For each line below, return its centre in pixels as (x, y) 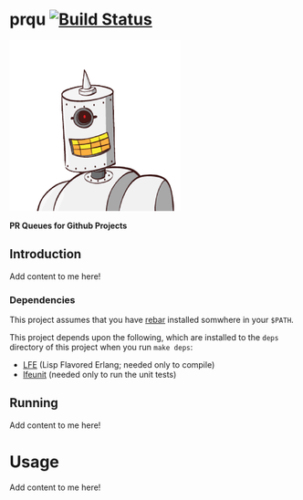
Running (34, 403)
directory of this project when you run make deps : (101, 348)
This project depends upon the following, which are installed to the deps (144, 338)
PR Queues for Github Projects (68, 225)
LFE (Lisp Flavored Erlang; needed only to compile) (119, 365)
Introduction (46, 254)
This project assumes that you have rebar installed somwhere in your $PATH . (151, 320)
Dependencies (42, 299)
